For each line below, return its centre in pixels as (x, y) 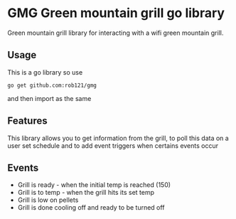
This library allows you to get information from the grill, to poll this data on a (118, 138)
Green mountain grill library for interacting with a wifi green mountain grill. (116, 33)
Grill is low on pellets (48, 200)
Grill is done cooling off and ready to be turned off (91, 208)
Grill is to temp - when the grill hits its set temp (86, 193)
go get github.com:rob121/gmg (52, 85)
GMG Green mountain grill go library (116, 13)
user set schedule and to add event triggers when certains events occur (113, 145)
